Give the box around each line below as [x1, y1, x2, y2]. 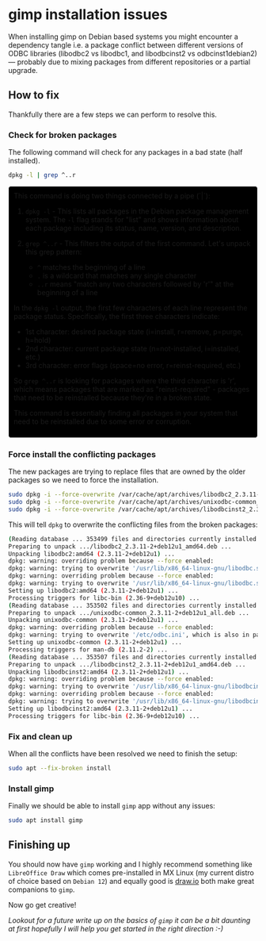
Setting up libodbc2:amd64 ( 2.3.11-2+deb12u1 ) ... [8, 586, 179, 594]
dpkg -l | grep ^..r [8, 171, 77, 179]
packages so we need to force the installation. [8, 475, 159, 485]
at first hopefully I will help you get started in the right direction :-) [8, 924, 224, 933]
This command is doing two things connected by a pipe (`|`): [13, 190, 211, 200]
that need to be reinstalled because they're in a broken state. [13, 393, 212, 402]
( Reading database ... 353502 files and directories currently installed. [8, 601, 260, 609]
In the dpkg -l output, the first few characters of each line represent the [13, 303, 248, 313]
